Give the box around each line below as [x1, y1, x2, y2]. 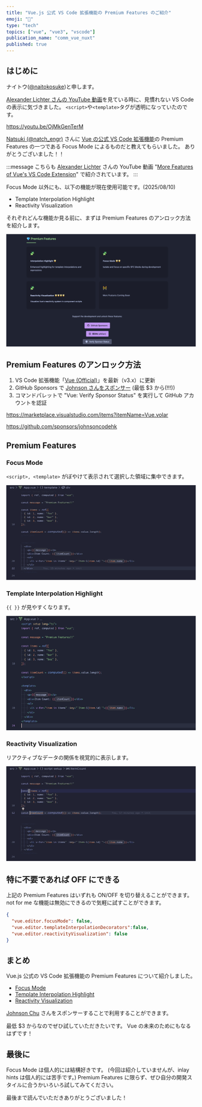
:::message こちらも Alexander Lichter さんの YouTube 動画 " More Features [6, 163, 194, 170]
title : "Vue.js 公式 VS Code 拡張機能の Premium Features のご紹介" [6, 10, 171, 16]
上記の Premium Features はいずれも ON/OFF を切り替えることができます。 [6, 892, 193, 899]
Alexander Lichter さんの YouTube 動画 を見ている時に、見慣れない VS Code [6, 96, 194, 103]
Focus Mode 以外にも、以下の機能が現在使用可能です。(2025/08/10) [6, 183, 176, 191]
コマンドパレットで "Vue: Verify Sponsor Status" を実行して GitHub [14, 391, 182, 399]
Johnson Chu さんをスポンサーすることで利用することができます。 [6, 1010, 172, 1017]
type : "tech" [6, 22, 39, 28]
